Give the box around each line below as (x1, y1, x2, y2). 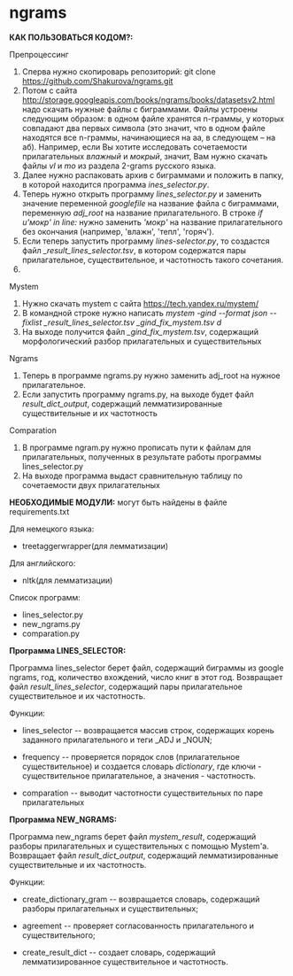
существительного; (21, 929, 96, 941)
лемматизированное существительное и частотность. (21, 956, 228, 967)
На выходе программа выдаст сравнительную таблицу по (21, 470, 243, 481)
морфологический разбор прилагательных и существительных (21, 336, 262, 346)
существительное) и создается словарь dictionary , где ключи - (21, 761, 262, 771)
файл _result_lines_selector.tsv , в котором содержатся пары (21, 244, 246, 255)
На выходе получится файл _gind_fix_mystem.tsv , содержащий (21, 326, 259, 337)
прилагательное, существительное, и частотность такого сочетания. (21, 254, 284, 265)
